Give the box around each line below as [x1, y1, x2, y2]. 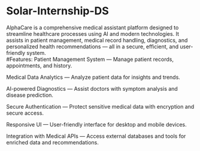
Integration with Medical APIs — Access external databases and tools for [6, 132, 186, 140]
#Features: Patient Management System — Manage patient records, [6, 56, 174, 63]
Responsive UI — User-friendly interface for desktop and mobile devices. [6, 121, 187, 128]
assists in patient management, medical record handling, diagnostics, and [6, 36, 188, 44]
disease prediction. [6, 91, 54, 98]
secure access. [6, 109, 44, 116]
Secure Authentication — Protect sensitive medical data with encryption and [6, 103, 195, 110]
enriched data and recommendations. [6, 138, 99, 146]
